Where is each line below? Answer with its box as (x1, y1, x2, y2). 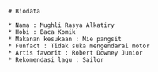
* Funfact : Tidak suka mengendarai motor (8, 42, 150, 50)
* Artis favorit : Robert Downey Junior (8, 49, 144, 57)
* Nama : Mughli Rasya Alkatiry (8, 21, 115, 29)
